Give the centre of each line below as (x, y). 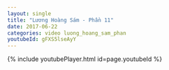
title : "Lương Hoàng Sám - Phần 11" (60, 20)
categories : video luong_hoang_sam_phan (67, 33)
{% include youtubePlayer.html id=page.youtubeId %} (85, 59)
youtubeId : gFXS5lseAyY (42, 40)
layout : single (29, 14)
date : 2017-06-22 (32, 26)
